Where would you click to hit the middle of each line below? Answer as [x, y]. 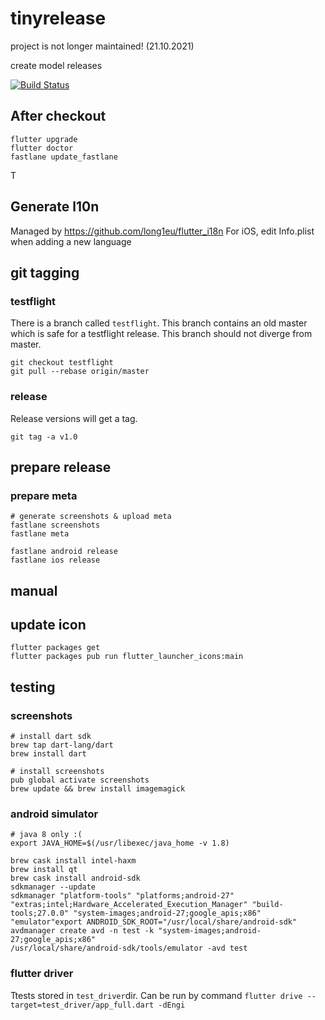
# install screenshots [57, 772]
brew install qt [44, 870]
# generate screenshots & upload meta [91, 517]
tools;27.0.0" [40, 913]
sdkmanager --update [53, 887]
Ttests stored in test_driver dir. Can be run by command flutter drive [156, 995]
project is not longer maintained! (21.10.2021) [102, 46]
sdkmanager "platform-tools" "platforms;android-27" [122, 896]
